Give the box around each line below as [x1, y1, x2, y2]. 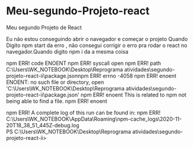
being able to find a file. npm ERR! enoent [6, 97, 108, 105]
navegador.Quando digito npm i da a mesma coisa [6, 48, 129, 55]
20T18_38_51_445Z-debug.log [6, 121, 79, 129]
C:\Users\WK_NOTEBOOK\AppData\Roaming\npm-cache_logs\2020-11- [6, 115, 182, 123]
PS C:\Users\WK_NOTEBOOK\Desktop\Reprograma [6, 128, 132, 135]
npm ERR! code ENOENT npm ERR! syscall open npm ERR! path [6, 60, 161, 67]
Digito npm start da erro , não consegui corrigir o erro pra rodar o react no [6, 42, 188, 49]
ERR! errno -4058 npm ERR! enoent [90, 72, 177, 79]
